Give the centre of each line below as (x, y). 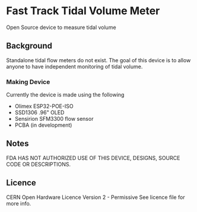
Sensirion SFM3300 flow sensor (54, 119)
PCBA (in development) (43, 125)
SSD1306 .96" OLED (39, 113)
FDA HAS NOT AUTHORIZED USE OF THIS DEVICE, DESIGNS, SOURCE (93, 158)
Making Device (28, 82)
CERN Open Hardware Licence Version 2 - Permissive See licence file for (96, 197)
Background (29, 46)
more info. (19, 203)
